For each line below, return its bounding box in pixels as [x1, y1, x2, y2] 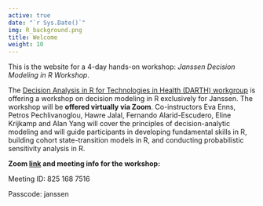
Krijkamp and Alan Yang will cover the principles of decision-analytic [8, 119, 230, 128]
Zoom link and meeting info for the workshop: [8, 159, 161, 168]
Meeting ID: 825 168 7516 [8, 174, 90, 184]
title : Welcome [8, 33, 58, 42]
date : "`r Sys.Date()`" [8, 19, 86, 27]
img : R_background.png [8, 26, 82, 34]
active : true [8, 11, 51, 20]
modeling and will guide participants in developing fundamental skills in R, [8, 127, 247, 137]
